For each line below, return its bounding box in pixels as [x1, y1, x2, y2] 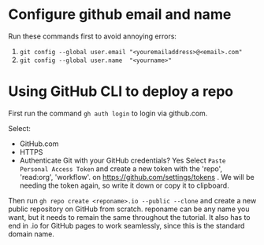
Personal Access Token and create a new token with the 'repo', [19, 163, 223, 174]
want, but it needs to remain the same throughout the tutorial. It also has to [8, 212, 251, 221]
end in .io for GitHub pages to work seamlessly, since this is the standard [8, 221, 245, 230]
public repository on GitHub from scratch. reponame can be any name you [8, 204, 250, 214]
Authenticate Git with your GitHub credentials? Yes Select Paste [19, 155, 226, 165]
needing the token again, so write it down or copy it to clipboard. [19, 181, 230, 190]
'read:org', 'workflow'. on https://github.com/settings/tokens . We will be [19, 172, 255, 181]
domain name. [8, 229, 55, 239]
